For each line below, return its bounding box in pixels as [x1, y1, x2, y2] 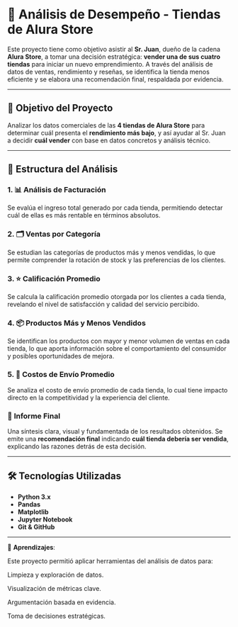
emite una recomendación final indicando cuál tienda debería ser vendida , [7, 434, 229, 443]
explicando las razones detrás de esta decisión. [7, 442, 147, 451]
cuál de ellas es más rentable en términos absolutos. [7, 211, 161, 220]
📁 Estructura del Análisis [7, 163, 118, 176]
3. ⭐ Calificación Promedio [7, 273, 101, 283]
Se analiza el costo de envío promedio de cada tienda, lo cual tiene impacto [7, 385, 228, 394]
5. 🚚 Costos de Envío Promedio [7, 370, 115, 380]
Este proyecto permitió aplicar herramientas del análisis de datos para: [7, 556, 214, 565]
